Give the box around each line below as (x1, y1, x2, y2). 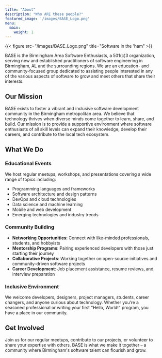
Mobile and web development (12, 207, 72, 212)
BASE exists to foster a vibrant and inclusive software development (5, 105, 139, 111)
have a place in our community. (5, 310, 68, 316)
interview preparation (12, 271, 55, 277)
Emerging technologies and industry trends (12, 211, 98, 217)
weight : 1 (14, 30, 34, 35)
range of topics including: (5, 176, 56, 182)
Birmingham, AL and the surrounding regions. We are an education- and (5, 63, 149, 69)
